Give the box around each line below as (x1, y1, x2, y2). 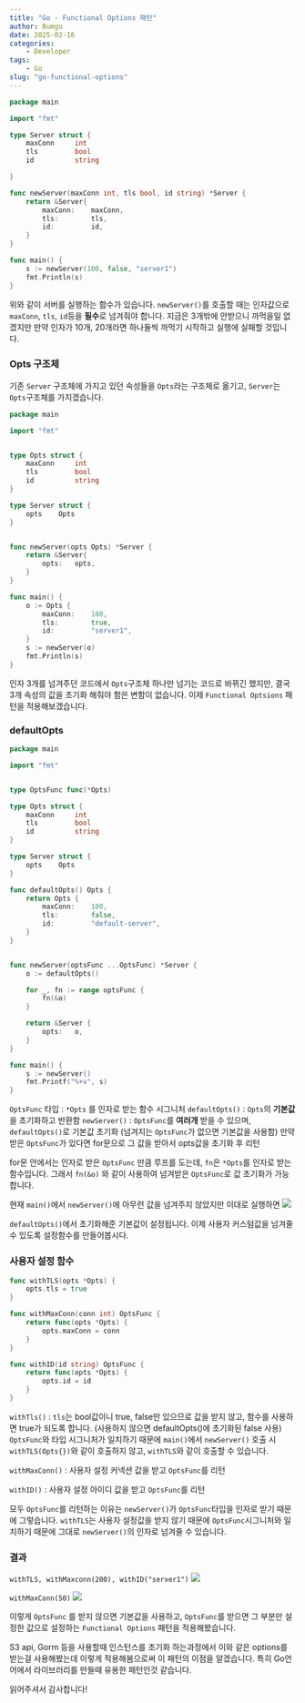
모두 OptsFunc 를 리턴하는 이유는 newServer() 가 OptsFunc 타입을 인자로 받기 (9, 1503, 275, 1514)
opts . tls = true (25, 1284, 88, 1293)
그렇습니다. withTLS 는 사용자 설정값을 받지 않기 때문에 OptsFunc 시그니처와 (18, 1515, 282, 1526)
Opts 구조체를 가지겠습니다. (9, 391, 105, 402)
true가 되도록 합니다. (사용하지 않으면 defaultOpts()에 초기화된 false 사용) (18, 1422, 282, 1434)
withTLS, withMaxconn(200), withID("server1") (9, 1576, 189, 1585)
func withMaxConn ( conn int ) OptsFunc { (9, 1310, 161, 1319)
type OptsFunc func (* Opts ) (9, 785, 112, 795)
